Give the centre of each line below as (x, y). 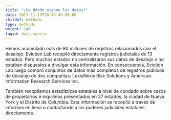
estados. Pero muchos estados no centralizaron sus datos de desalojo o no (85, 59)
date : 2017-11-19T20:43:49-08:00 (41, 15)
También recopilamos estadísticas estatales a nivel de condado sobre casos (86, 91)
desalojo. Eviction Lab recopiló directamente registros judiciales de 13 (79, 54)
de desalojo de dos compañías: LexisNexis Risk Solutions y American (78, 76)
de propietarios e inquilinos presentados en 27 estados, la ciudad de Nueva (85, 96)
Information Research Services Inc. (42, 81)
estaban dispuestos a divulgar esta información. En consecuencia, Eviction (84, 65)
